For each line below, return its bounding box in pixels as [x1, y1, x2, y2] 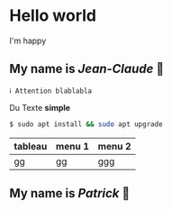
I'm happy [9, 35, 47, 46]
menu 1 [55, 140, 90, 152]
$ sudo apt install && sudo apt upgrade [9, 119, 164, 129]
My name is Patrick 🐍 [9, 186, 131, 201]
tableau [14, 140, 48, 152]
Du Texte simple [9, 102, 70, 113]
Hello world [9, 5, 97, 26]
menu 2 [97, 140, 131, 152]
